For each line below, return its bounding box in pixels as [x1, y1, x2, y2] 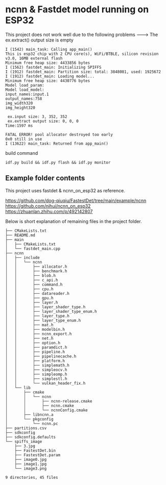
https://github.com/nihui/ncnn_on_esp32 [5, 203, 91, 209]
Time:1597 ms [5, 123, 33, 128]
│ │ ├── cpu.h [5, 286, 54, 292]
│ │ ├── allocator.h [5, 264, 67, 269]
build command [5, 150, 38, 156]
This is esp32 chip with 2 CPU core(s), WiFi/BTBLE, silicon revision [5, 51, 159, 56]
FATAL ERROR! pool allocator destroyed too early [5, 132, 113, 137]
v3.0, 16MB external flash [5, 55, 63, 61]
